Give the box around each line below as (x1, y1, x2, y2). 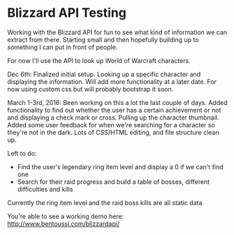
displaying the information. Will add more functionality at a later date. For (7, 77, 217, 85)
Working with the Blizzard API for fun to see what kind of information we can (7, 28, 228, 36)
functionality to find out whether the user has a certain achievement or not (7, 106, 221, 114)
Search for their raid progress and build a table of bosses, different (17, 177, 210, 186)
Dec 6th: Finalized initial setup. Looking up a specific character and (7, 70, 201, 78)
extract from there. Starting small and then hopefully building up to (7, 35, 199, 43)
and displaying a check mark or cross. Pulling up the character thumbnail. (7, 113, 219, 122)
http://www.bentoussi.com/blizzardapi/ (7, 219, 120, 228)
